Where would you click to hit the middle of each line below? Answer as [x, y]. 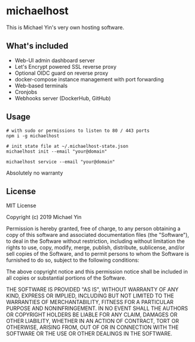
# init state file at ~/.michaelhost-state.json [67, 146]
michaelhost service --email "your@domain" [61, 161]
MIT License [21, 205]
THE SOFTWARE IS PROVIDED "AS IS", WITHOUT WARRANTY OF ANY [92, 290]
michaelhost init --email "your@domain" [57, 151]
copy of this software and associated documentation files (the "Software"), [98, 235]
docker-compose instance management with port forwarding [89, 79]
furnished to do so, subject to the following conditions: [73, 260]
